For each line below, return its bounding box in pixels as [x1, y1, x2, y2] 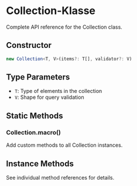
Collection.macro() [6, 128, 61, 136]
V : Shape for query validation [14, 94, 84, 101]
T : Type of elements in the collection [14, 88, 102, 95]
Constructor [6, 40, 52, 50]
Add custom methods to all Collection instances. [6, 142, 123, 149]
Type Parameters [6, 72, 70, 82]
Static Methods [6, 111, 63, 120]
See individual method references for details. [6, 174, 115, 181]
